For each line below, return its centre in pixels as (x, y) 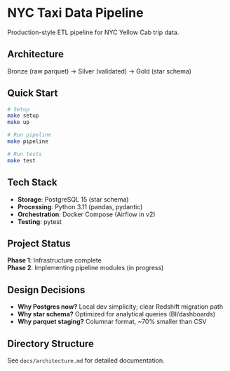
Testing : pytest (39, 221)
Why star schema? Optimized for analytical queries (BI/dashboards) (116, 314)
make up (19, 122)
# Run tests (25, 154)
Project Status (39, 243)
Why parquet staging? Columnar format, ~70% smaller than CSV (112, 322)
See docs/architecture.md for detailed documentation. (86, 360)
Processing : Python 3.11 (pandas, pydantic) (80, 206)
